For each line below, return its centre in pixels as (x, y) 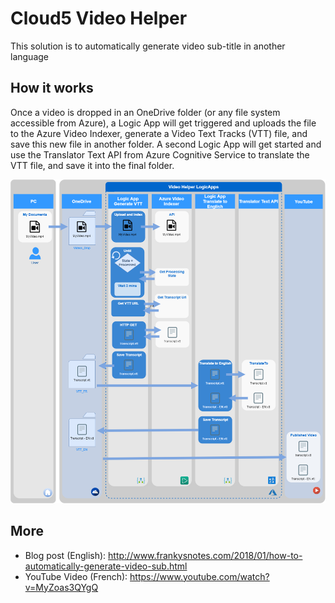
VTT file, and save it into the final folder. (92, 165)
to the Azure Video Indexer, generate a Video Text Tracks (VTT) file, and (159, 133)
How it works (52, 88)
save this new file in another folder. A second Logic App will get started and (166, 144)
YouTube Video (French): (76, 576)
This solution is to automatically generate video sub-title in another (148, 46)
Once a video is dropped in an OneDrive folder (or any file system (145, 112)
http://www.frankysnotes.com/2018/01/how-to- (205, 555)
